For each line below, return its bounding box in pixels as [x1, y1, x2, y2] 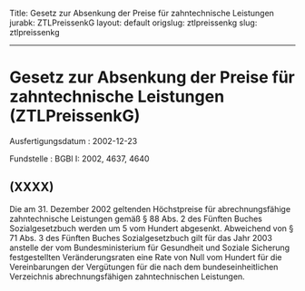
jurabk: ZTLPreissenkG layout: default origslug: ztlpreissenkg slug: [9, 17, 258, 28]
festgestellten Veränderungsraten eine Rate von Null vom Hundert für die [9, 251, 282, 262]
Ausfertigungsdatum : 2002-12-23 [9, 135, 138, 146]
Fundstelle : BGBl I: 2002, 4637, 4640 [9, 153, 150, 164]
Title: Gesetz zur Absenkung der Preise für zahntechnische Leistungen [9, 8, 275, 18]
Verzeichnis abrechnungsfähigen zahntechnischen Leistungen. [9, 271, 245, 282]
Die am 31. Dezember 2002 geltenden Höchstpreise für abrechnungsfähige [9, 203, 291, 214]
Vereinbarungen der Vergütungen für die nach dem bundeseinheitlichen [9, 261, 279, 272]
